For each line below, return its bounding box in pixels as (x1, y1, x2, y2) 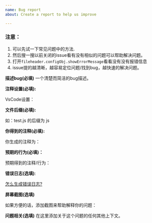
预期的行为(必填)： (5, 149, 44, 155)
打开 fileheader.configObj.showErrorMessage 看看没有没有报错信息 (12, 58, 148, 64)
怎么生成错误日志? (5, 181, 43, 187)
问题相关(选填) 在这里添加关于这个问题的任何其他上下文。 (5, 213, 123, 219)
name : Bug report (5, 7, 41, 12)
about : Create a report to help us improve (5, 12, 97, 17)
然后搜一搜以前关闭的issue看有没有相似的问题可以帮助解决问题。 (12, 52, 146, 58)
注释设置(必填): (5, 86, 36, 92)
